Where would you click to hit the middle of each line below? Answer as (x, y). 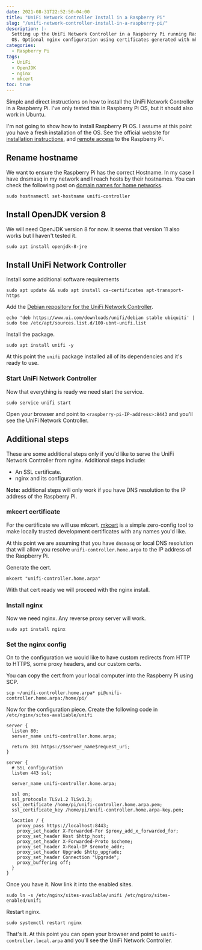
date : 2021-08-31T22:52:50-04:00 (48, 12)
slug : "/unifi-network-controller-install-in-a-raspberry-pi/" (87, 23)
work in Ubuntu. (26, 114)
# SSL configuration (37, 768)
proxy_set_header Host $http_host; (62, 837)
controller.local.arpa (35, 941)
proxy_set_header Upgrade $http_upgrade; (69, 852)
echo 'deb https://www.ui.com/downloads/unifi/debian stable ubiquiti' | (101, 318)
